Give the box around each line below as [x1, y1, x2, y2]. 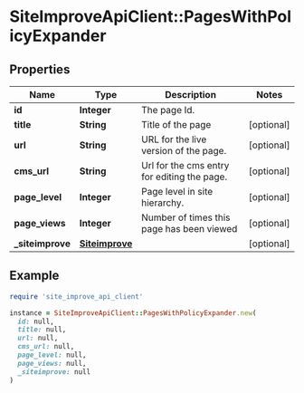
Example [9, 268, 60, 283]
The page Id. [141, 104, 195, 116]
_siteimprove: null [17, 367, 91, 377]
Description [164, 89, 217, 101]
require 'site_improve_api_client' [9, 292, 144, 301]
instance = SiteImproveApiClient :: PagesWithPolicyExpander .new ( [9, 308, 257, 318]
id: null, [17, 317, 54, 326]
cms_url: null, [17, 342, 75, 351]
